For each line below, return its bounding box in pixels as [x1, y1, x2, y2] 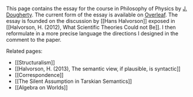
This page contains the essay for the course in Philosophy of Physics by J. [6, 5, 187, 12]
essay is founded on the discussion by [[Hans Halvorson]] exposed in [6, 18, 175, 24]
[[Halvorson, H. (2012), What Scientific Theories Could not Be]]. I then [6, 24, 176, 31]
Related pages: [6, 48, 43, 55]
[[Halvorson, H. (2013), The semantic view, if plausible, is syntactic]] [14, 65, 181, 72]
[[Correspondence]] [14, 72, 64, 78]
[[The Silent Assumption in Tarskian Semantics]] [14, 78, 132, 85]
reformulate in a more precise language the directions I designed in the [6, 30, 179, 37]
